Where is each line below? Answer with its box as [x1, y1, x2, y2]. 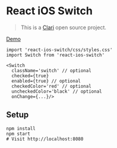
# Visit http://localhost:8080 [6, 136, 84, 142]
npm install [6, 125, 36, 131]
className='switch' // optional [11, 67, 92, 74]
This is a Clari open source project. [20, 24, 107, 31]
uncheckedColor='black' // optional [11, 88, 102, 95]
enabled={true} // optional [11, 78, 81, 84]
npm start [6, 131, 31, 137]
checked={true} [11, 73, 49, 78]
